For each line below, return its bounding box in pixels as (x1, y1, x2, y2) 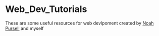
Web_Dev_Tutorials (5, 3, 87, 15)
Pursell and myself (5, 25, 44, 31)
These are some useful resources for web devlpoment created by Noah (5, 20, 154, 26)
